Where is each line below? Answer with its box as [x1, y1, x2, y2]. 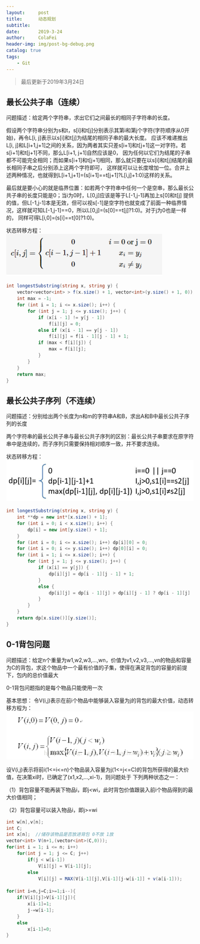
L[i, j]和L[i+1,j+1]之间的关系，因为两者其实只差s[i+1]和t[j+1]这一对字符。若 [6, 142, 186, 149]
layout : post [6, 10, 49, 16]
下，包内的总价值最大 [6, 671, 58, 679]
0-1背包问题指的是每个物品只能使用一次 [6, 684, 103, 691]
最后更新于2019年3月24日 [20, 78, 85, 85]
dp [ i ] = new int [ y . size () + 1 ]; [27, 527, 108, 533]
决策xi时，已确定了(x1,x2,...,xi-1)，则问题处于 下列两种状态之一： [21, 773, 180, 780]
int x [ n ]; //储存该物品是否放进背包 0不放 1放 [6, 832, 114, 838]
